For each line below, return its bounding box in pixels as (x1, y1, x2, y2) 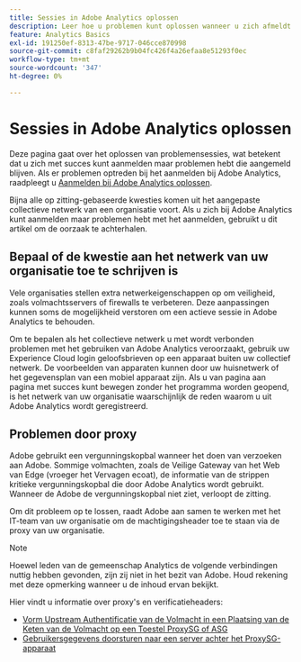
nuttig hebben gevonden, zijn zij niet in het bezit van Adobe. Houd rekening (9, 569, 288, 581)
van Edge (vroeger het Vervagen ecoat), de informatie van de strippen (9, 469, 270, 480)
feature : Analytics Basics (9, 30, 111, 39)
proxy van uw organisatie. (9, 525, 105, 536)
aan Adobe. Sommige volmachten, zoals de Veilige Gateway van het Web (9, 460, 280, 471)
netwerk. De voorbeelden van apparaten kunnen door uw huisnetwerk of (9, 362, 279, 373)
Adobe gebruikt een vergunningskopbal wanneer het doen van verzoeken (9, 450, 282, 461)
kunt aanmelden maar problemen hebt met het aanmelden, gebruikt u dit (9, 213, 278, 224)
